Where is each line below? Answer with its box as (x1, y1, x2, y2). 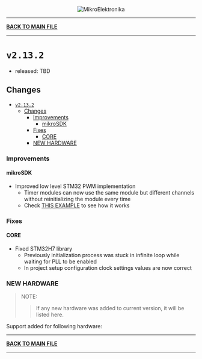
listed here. (35, 311, 64, 319)
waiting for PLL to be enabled (23, 258, 97, 265)
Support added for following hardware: (6, 323, 102, 330)
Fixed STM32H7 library (14, 245, 73, 252)
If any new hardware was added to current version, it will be (35, 305, 185, 312)
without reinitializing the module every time (23, 195, 131, 202)
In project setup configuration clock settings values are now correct (23, 264, 192, 271)
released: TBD (14, 67, 50, 75)
